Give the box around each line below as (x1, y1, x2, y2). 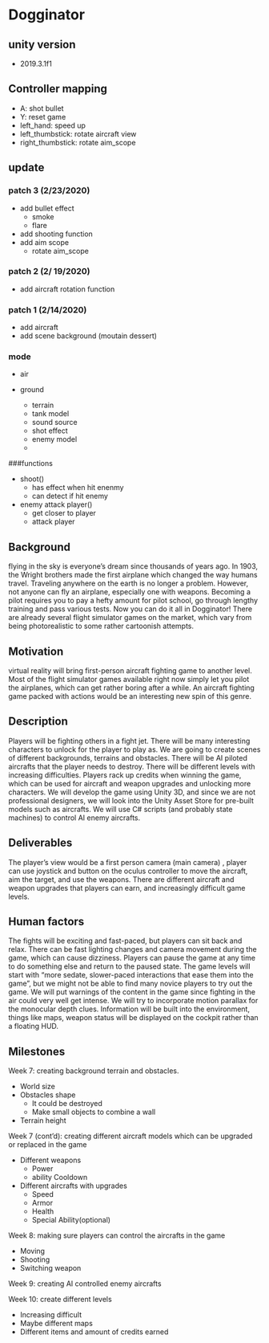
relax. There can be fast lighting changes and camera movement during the (8, 945, 258, 954)
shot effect (31, 426, 68, 435)
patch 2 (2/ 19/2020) (8, 266, 90, 277)
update (8, 161, 45, 174)
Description (8, 715, 68, 729)
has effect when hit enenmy (31, 483, 124, 492)
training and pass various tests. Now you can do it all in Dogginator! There (8, 604, 253, 614)
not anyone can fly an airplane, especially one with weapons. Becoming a (8, 587, 251, 597)
